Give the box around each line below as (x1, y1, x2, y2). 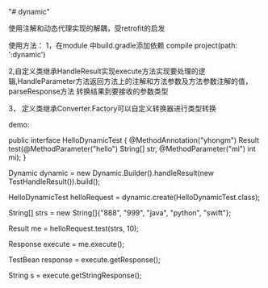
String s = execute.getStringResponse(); (8, 270, 143, 280)
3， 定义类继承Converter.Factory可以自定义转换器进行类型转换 (8, 104, 216, 113)
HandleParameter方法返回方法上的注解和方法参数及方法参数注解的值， (17, 77, 253, 86)
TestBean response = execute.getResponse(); (8, 255, 161, 265)
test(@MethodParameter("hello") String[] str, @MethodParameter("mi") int (8, 144, 256, 153)
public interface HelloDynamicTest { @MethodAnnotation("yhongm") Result (8, 136, 260, 144)
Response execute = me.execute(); (8, 240, 125, 248)
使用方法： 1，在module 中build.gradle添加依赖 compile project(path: (8, 40, 238, 50)
